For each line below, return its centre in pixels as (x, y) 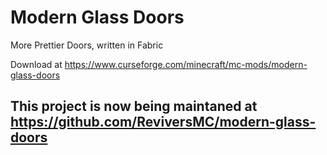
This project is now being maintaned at (134, 106)
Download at (36, 64)
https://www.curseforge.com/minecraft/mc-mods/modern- (186, 64)
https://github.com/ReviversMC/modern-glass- (163, 122)
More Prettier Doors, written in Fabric (87, 45)
